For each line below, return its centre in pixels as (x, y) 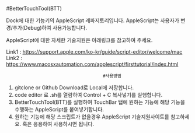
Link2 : (14, 58)
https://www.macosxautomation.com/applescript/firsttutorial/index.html (92, 64)
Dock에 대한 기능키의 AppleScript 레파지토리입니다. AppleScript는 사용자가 (93, 20)
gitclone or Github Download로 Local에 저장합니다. (74, 87)
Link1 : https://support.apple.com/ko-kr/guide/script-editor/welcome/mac (94, 52)
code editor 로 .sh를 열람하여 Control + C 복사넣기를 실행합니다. (88, 95)
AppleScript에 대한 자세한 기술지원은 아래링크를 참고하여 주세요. (79, 40)
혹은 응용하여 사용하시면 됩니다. (58, 124)
